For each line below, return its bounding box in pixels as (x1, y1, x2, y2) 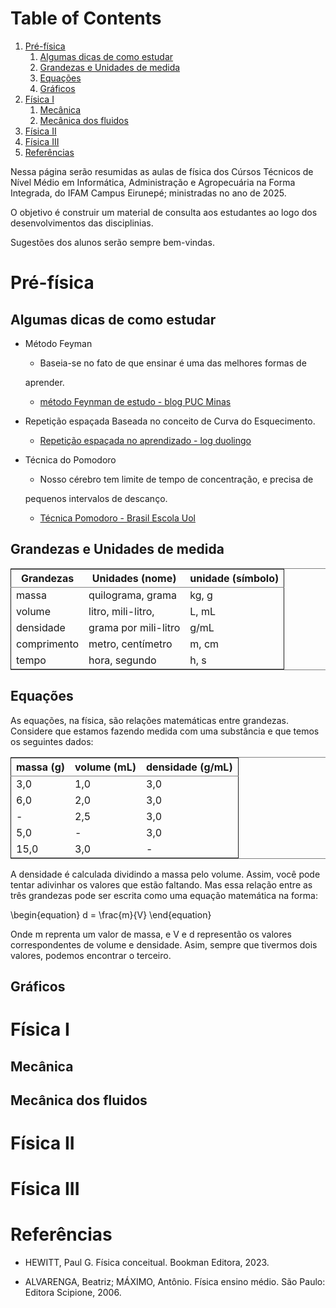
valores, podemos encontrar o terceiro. (10, 949, 172, 961)
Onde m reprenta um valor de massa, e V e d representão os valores (10, 928, 292, 940)
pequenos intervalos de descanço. (24, 492, 168, 504)
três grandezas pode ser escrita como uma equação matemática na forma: (10, 889, 318, 901)
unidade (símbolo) (189, 571, 280, 585)
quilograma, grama (88, 588, 177, 602)
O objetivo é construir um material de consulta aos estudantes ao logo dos (10, 206, 318, 218)
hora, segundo (88, 653, 157, 667)
